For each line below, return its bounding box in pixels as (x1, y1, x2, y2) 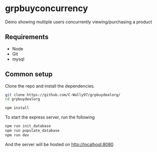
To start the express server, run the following (5, 114, 95, 120)
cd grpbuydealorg (5, 97, 40, 102)
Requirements (5, 33, 49, 41)
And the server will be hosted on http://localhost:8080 (5, 141, 114, 147)
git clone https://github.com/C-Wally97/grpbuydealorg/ (5, 92, 121, 97)
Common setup (5, 70, 52, 78)
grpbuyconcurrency (5, 3, 88, 14)
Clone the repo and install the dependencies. (5, 83, 95, 89)
